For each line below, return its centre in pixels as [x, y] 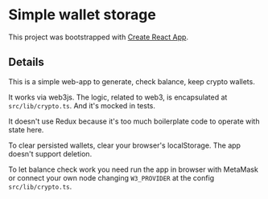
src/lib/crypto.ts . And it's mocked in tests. [82, 105]
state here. [26, 129]
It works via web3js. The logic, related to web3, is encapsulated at [118, 97]
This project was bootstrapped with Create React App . [99, 37]
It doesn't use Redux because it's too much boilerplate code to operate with [134, 121]
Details [26, 62]
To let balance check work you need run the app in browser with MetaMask [134, 169]
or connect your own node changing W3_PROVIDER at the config [111, 177]
